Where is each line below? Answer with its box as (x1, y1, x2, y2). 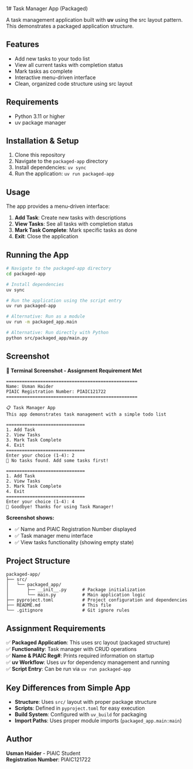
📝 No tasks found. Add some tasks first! (6, 457, 109, 463)
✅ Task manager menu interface (14, 532, 93, 539)
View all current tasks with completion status (14, 61, 123, 68)
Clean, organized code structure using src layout (14, 80, 133, 87)
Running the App (6, 249, 69, 260)
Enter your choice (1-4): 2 (6, 452, 75, 458)
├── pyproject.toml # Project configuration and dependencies (6, 597, 188, 603)
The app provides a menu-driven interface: (6, 203, 110, 210)
